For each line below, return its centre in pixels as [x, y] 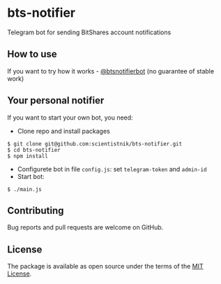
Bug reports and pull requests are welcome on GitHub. [85, 227]
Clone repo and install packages [63, 131]
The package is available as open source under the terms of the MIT [105, 267]
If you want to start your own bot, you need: [70, 118]
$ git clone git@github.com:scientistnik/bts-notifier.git [95, 144]
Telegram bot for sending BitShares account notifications [89, 32]
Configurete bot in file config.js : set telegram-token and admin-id [112, 169]
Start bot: [31, 176]
